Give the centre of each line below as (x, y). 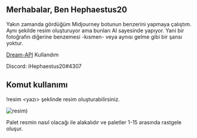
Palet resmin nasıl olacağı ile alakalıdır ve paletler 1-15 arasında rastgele (94, 122)
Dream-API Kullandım (33, 54)
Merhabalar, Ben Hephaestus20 (67, 10)
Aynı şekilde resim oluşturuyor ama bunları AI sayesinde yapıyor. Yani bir (95, 30)
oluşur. (15, 128)
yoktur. (15, 43)
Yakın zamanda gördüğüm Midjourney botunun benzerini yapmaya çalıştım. (99, 24)
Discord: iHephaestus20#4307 (44, 66)
